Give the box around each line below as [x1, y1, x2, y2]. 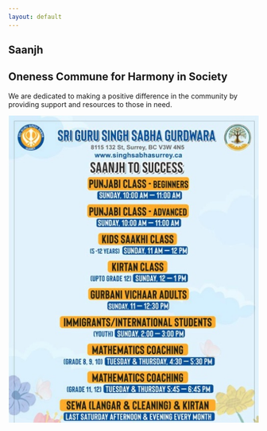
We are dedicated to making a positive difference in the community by [8, 91, 238, 101]
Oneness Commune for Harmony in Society [8, 70, 228, 83]
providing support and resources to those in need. [8, 99, 172, 109]
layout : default [8, 13, 62, 21]
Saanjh [8, 44, 44, 57]
